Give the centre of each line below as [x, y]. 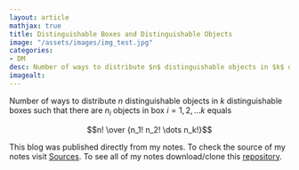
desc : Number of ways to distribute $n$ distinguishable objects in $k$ [147, 68]
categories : [31, 51]
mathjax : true [36, 26]
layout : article [39, 17]
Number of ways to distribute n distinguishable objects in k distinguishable [146, 101]
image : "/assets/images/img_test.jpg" [81, 42]
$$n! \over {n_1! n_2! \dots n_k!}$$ [149, 129]
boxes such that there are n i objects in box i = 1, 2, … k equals [121, 111]
